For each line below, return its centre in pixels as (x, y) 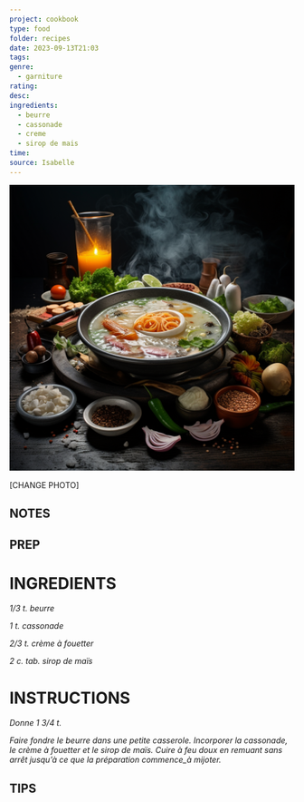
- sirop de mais (48, 144)
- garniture (40, 77)
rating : (24, 86)
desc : (19, 95)
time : (19, 153)
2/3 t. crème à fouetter (52, 643)
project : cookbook (44, 19)
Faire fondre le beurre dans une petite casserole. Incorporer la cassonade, (148, 740)
